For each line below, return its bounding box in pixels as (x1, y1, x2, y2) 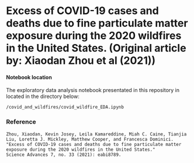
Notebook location (6, 73, 53, 80)
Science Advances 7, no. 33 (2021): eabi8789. (6, 151, 122, 158)
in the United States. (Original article (6, 42, 186, 55)
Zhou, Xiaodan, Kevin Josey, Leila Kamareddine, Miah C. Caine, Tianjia (6, 131, 187, 137)
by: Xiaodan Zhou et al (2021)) (6, 54, 156, 67)
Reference (6, 118, 36, 126)
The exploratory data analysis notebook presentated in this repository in (6, 87, 180, 94)
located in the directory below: (6, 93, 80, 100)
